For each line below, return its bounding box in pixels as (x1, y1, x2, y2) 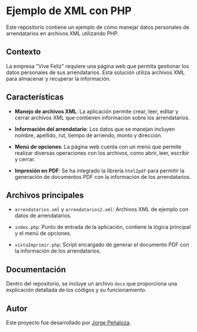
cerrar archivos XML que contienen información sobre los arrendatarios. (14, 114, 190, 121)
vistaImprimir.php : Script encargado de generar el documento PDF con (14, 241, 189, 248)
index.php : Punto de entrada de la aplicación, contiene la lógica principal (14, 224, 191, 231)
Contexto (6, 47, 41, 57)
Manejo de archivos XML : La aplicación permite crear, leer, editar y (14, 108, 179, 115)
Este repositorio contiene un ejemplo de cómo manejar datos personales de (6, 24, 190, 31)
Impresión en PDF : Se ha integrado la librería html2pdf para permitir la (14, 167, 185, 174)
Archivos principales (6, 190, 84, 200)
